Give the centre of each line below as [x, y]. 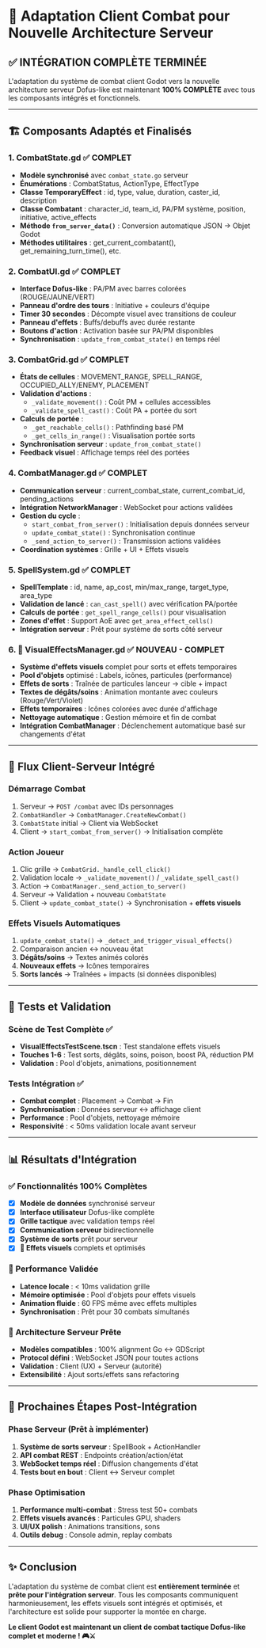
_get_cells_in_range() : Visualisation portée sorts [113, 436]
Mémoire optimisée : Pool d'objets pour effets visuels [108, 1295]
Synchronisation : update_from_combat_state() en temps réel [120, 339]
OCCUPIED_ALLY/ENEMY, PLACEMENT [84, 385]
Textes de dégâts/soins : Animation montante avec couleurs [119, 692]
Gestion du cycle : [50, 516]
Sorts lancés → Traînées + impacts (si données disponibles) [118, 974]
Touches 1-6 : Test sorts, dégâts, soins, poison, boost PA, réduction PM [137, 1055]
